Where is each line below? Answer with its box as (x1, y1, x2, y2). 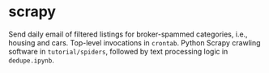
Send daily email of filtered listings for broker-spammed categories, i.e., (8, 29, 249, 39)
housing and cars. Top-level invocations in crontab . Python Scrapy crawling (8, 37, 261, 47)
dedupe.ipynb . (8, 55, 54, 65)
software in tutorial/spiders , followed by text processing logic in (8, 46, 228, 56)
